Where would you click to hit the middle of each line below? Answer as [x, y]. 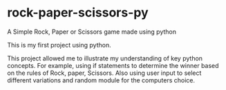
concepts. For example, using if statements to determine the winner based [113, 65]
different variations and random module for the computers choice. [101, 80]
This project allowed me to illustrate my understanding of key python [105, 58]
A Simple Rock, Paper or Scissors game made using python [92, 32]
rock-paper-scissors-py [78, 13]
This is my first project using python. [59, 45]
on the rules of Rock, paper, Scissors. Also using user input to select [104, 73]
